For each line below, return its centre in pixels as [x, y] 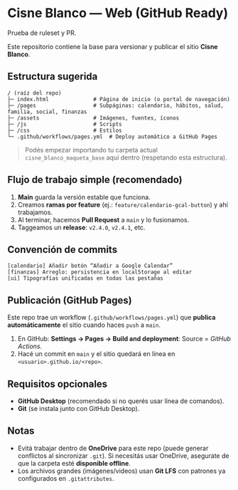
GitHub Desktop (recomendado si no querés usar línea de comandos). [121, 401]
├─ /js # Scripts [65, 124]
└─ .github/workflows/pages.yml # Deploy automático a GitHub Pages [113, 137]
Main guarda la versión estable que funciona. [84, 197]
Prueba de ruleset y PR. [42, 33]
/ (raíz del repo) [34, 93]
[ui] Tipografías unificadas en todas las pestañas [85, 278]
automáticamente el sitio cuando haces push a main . [84, 325]
